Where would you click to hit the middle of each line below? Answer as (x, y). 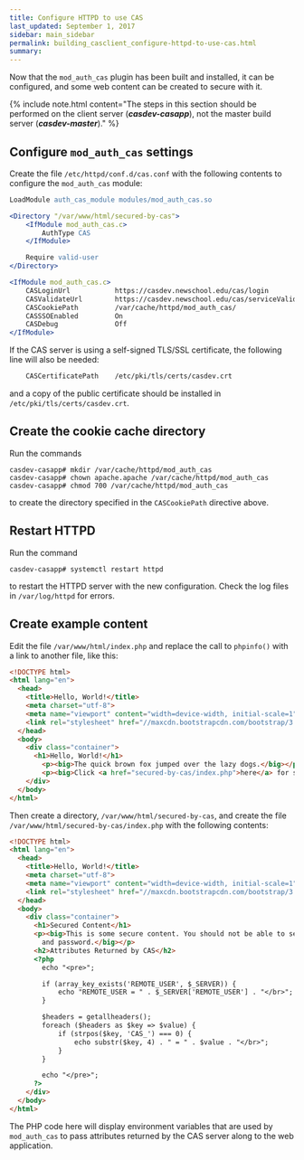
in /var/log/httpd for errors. (62, 595)
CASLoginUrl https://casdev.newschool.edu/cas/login (147, 290)
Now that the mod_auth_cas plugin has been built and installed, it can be (142, 77)
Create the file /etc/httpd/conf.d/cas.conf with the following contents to (146, 174)
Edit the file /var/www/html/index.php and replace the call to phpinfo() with (149, 646)
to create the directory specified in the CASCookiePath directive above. (139, 502)
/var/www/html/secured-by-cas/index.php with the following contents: (139, 825)
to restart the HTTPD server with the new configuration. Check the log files (149, 586)
